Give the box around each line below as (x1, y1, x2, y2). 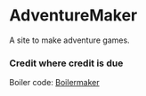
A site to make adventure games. (9, 35, 131, 45)
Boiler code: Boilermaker (9, 77, 100, 88)
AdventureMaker (9, 5, 138, 26)
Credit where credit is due (9, 57, 124, 69)
